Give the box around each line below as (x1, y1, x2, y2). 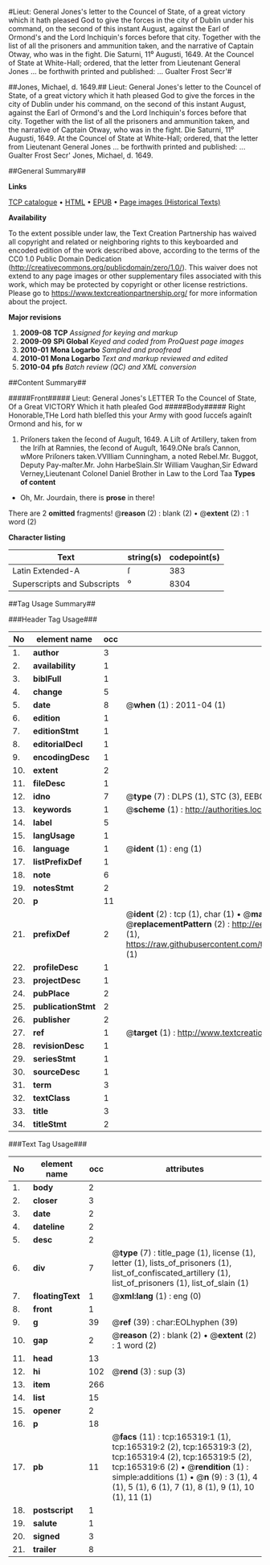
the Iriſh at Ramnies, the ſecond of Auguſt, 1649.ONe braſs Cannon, (19, 443, 241, 453)
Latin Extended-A (12, 565, 80, 576)
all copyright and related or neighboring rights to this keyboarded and (8, 237, 239, 246)
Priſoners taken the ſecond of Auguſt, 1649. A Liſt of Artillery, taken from (19, 434, 257, 444)
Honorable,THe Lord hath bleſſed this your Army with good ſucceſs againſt (8, 410, 252, 420)
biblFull (33, 673, 62, 684)
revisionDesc (33, 1041, 84, 1051)
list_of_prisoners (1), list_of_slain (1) (112, 1278, 249, 1288)
